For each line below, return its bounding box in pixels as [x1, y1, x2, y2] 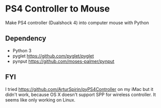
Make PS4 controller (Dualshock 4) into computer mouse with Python [5, 20, 149, 26]
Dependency [5, 34, 46, 43]
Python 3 [12, 47, 32, 53]
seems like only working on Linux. [5, 96, 75, 103]
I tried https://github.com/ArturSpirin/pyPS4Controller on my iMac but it [5, 86, 153, 92]
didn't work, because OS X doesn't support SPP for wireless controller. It [5, 91, 156, 97]
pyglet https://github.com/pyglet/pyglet [12, 53, 94, 59]
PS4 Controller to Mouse [5, 3, 110, 15]
